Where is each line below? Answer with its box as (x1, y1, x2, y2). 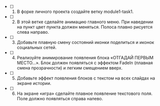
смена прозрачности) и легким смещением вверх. (16, 65, 123, 71)
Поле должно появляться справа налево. (16, 96, 103, 101)
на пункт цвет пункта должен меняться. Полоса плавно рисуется (16, 24, 153, 30)
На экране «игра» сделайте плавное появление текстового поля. (16, 91, 153, 96)
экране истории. (16, 80, 52, 86)
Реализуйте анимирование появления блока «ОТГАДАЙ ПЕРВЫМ (16, 55, 154, 60)
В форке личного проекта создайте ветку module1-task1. (16, 9, 134, 14)
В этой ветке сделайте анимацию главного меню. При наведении (16, 19, 154, 25)
